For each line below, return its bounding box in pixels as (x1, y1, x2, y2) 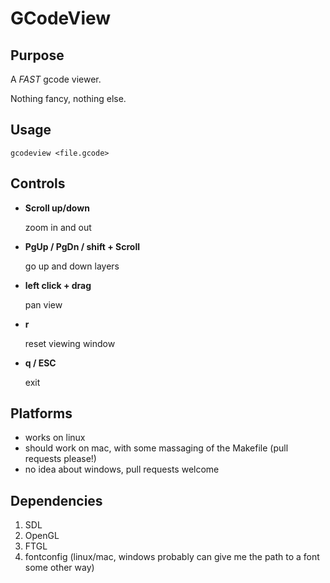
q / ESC (24, 357, 57, 369)
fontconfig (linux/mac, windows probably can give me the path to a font (24, 551, 320, 563)
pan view (24, 298, 63, 311)
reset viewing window (24, 337, 116, 349)
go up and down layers (24, 260, 120, 272)
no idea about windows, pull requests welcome (24, 463, 220, 476)
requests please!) (24, 453, 97, 465)
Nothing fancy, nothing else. (10, 93, 127, 104)
